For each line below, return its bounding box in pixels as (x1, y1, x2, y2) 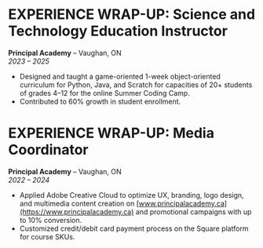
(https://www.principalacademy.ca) (19, 206, 134, 217)
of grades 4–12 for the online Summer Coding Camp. (19, 88, 190, 97)
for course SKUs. (19, 232, 75, 241)
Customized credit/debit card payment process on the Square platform (19, 224, 249, 233)
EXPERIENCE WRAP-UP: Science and (8, 5, 256, 24)
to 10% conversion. (19, 215, 82, 224)
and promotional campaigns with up (135, 206, 252, 217)
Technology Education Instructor (8, 22, 228, 40)
